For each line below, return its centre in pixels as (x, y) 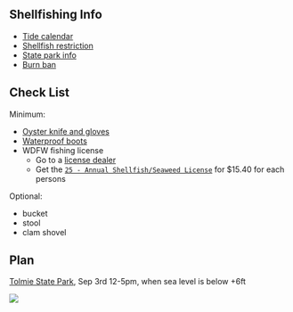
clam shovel (44, 232)
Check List (39, 93)
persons (51, 178)
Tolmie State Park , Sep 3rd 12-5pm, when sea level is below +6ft (128, 282)
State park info (49, 55)
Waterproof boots (54, 141)
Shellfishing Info (56, 15)
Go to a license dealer (76, 160)
